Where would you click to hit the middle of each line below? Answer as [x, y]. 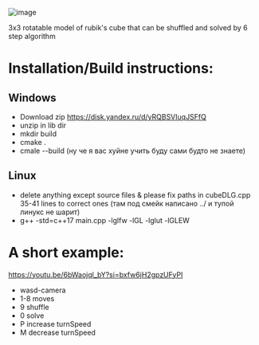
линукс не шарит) [50, 212]
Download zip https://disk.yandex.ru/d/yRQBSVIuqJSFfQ [113, 117]
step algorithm [32, 36]
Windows [32, 98]
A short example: [67, 253]
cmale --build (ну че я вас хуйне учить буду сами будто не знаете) [132, 151]
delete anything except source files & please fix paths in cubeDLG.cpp [135, 194]
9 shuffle [34, 307]
